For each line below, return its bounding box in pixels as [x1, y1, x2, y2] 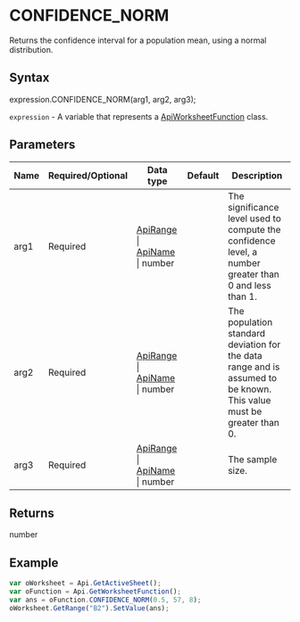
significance [227, 201, 279, 213]
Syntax [9, 70, 50, 86]
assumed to [227, 371, 278, 384]
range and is [227, 361, 280, 373]
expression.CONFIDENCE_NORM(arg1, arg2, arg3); [9, 94, 196, 104]
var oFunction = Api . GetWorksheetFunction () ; [9, 587, 181, 596]
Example [9, 555, 59, 570]
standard [227, 327, 266, 339]
